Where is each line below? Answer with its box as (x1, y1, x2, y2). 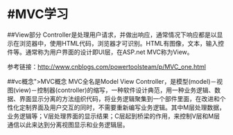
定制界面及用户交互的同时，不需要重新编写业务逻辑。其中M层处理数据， (19, 103, 225, 111)
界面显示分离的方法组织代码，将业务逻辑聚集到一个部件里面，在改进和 (19, 94, 220, 102)
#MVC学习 (7, 6, 69, 22)
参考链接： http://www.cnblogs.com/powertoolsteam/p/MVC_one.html (7, 62, 207, 71)
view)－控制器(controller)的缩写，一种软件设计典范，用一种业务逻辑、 (15, 86, 215, 94)
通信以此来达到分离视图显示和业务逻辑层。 (7, 120, 129, 129)
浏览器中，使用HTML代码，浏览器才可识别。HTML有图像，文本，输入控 (19, 39, 225, 47)
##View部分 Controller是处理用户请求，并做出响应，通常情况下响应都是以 (7, 30, 217, 39)
